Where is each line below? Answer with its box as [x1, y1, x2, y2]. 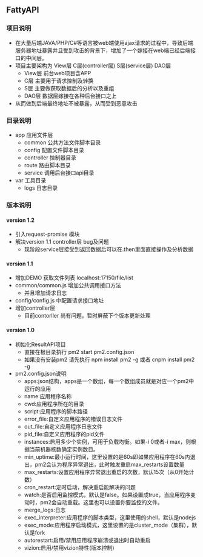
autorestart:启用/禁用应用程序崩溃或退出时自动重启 [24, 536, 151, 544]
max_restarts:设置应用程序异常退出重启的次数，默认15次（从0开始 [24, 468, 189, 475]
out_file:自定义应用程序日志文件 [24, 422, 103, 430]
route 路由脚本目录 [24, 161, 71, 168]
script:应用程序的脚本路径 [24, 407, 88, 415]
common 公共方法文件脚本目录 [24, 139, 101, 146]
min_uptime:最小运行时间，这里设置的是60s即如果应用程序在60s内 [24, 453, 190, 460]
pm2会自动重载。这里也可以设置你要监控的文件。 [40, 498, 163, 505]
